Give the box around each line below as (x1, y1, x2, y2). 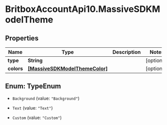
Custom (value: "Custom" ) (12, 115, 62, 121)
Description (112, 49, 141, 55)
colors (7, 65, 23, 72)
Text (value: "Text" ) (12, 105, 53, 111)
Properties (5, 34, 39, 42)
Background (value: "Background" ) (12, 95, 80, 101)
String (27, 57, 43, 64)
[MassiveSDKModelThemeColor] (27, 65, 108, 72)
